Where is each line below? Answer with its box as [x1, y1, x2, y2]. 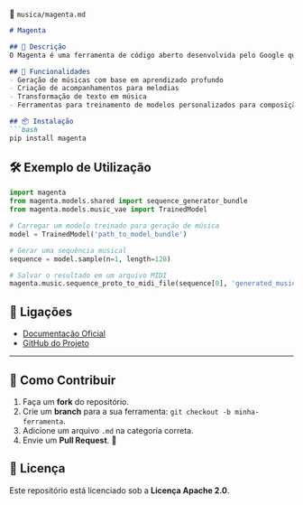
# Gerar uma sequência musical [9, 246, 127, 255]
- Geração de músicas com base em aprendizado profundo [9, 75, 224, 85]
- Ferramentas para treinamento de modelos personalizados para [9, 100, 256, 110]
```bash [9, 125, 39, 135]
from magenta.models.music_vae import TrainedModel [9, 205, 207, 214]
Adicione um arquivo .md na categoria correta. [22, 425, 194, 435]
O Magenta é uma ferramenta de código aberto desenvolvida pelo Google [9, 51, 284, 60]
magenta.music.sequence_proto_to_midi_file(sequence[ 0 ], [9, 279, 228, 288]
